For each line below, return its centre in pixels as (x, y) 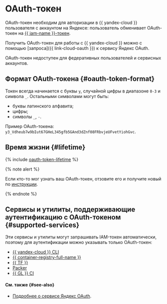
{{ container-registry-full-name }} (47, 257)
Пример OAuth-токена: (30, 126)
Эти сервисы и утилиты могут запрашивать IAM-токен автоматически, (81, 237)
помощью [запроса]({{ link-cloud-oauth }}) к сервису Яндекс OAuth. (77, 48)
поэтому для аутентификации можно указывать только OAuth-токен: (79, 242)
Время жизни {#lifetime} (45, 147)
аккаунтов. (17, 63)
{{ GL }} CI (23, 273)
